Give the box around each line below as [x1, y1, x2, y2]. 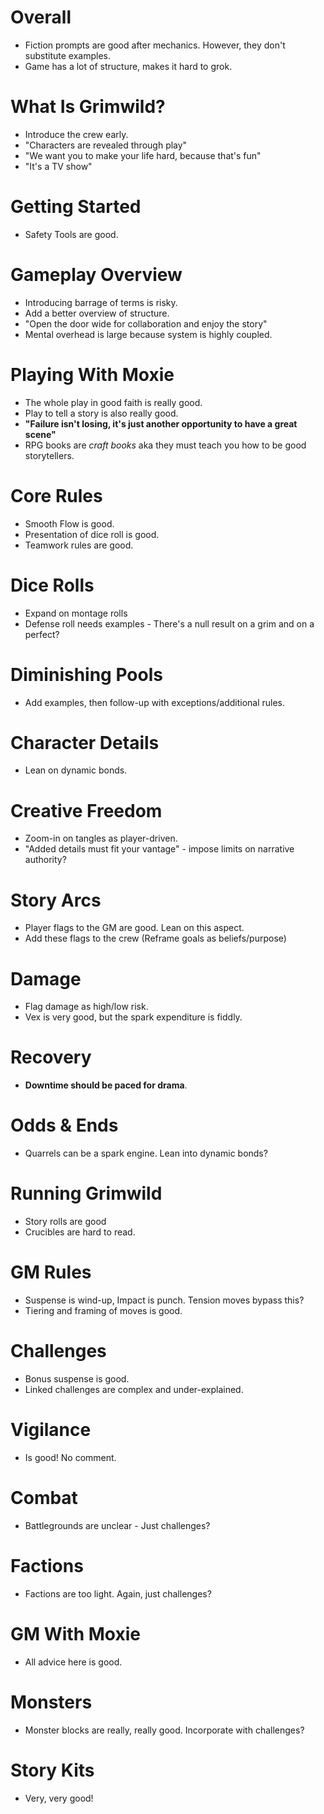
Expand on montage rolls [24, 607, 128, 619]
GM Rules [10, 1261, 92, 1284]
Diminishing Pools [10, 663, 163, 686]
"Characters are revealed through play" [24, 139, 188, 151]
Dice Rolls [10, 574, 95, 596]
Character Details [10, 731, 160, 754]
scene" [24, 428, 57, 440]
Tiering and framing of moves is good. [24, 1305, 183, 1316]
